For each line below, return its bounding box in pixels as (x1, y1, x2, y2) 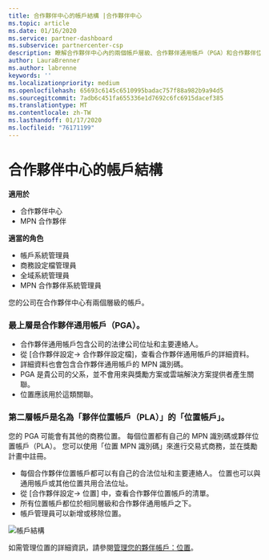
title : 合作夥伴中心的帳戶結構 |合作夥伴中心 (8, 11, 143, 20)
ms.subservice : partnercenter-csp (8, 42, 124, 50)
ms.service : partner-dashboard (8, 34, 113, 43)
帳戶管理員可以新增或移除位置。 (19, 509, 126, 518)
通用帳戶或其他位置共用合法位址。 (19, 479, 133, 488)
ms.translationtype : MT (8, 101, 88, 109)
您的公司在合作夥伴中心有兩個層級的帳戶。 (8, 297, 149, 307)
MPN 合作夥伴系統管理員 (19, 280, 102, 290)
